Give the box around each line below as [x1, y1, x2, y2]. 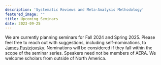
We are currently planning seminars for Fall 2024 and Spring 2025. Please [5, 34, 155, 40]
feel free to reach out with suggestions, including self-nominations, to [5, 40, 146, 46]
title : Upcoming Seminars [5, 16, 58, 21]
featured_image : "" [5, 12, 45, 17]
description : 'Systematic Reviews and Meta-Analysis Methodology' [5, 7, 144, 12]
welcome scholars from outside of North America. [5, 55, 107, 62]
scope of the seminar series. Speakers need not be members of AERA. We [5, 50, 156, 56]
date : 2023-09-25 [5, 21, 41, 26]
